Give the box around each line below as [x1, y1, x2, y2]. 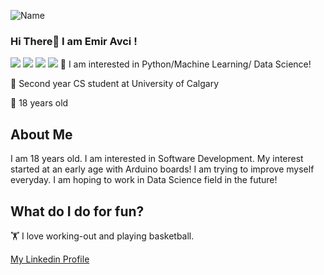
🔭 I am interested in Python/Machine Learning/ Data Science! [59, 58, 312, 70]
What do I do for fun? [10, 203, 145, 220]
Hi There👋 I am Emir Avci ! [10, 34, 138, 48]
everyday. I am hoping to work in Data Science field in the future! [10, 174, 278, 186]
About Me [10, 126, 73, 143]
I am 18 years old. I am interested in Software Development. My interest [10, 153, 304, 165]
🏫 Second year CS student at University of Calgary [10, 78, 220, 90]
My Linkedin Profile [10, 253, 90, 265]
